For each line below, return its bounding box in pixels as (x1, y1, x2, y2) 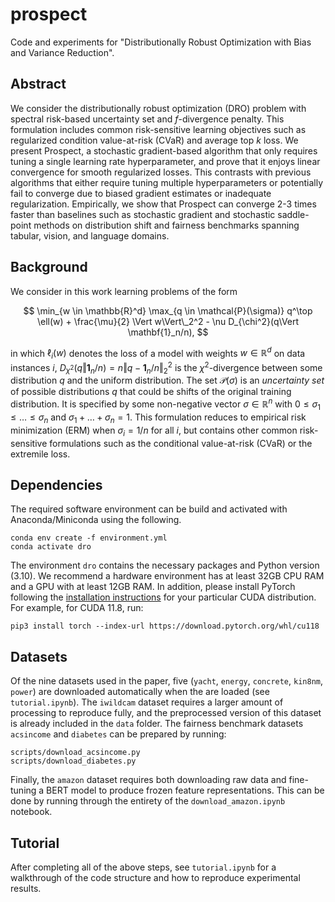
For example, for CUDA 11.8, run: (10, 602, 144, 614)
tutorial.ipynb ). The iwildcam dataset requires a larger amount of (10, 696, 284, 708)
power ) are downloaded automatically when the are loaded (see (10, 686, 270, 698)
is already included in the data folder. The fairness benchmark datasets (10, 718, 304, 730)
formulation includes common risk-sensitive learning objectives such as (10, 123, 307, 135)
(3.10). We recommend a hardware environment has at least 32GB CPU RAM (10, 570, 325, 582)
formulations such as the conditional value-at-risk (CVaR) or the (49, 437, 313, 449)
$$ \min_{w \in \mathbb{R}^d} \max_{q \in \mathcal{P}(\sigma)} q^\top (23, 304, 313, 317)
